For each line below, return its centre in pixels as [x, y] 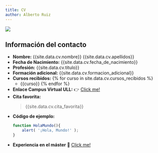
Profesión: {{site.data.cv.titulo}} [46, 68]
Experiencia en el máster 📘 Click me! [52, 144]
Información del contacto [46, 44]
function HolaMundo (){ [36, 126]
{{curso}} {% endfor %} [45, 84]
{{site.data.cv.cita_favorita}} [54, 106]
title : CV [16, 10]
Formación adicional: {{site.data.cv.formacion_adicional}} [73, 73]
